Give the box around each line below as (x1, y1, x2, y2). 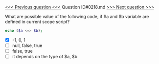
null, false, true (12, 43, 43, 48)
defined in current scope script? (5, 19, 70, 24)
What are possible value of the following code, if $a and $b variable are (5, 14, 149, 19)
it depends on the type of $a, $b (12, 54, 78, 60)
